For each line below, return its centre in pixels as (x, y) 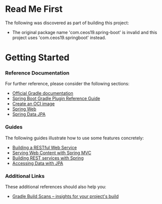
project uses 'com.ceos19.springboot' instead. (59, 38)
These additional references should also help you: (56, 187)
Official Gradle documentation (43, 93)
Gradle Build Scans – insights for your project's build (65, 197)
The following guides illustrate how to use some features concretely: (75, 138)
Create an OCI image (33, 104)
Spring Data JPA (29, 114)
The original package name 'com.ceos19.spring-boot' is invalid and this (85, 32)
